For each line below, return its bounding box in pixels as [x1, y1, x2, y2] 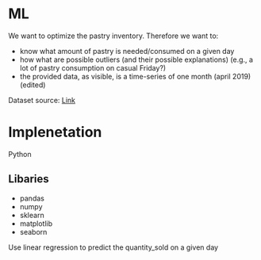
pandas [19, 193, 45, 203]
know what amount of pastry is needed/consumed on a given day [19, 46, 235, 55]
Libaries [8, 172, 49, 186]
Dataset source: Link [8, 95, 76, 105]
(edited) [19, 80, 46, 90]
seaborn [19, 227, 48, 236]
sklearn [19, 210, 45, 220]
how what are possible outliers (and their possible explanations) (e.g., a [19, 55, 254, 64]
